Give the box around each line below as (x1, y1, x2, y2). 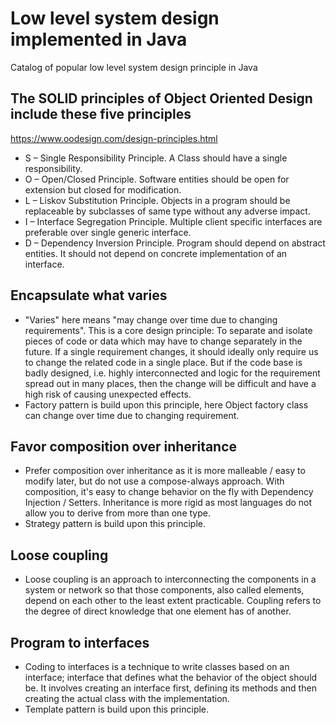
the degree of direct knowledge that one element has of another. (24, 605, 292, 617)
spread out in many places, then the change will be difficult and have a (24, 377, 317, 389)
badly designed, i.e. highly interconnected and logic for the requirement (24, 367, 321, 379)
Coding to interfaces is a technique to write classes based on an (24, 661, 290, 672)
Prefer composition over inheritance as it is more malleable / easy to (24, 465, 306, 477)
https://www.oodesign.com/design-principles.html (10, 132, 218, 144)
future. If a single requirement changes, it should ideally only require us (24, 345, 319, 357)
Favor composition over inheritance (10, 438, 238, 455)
